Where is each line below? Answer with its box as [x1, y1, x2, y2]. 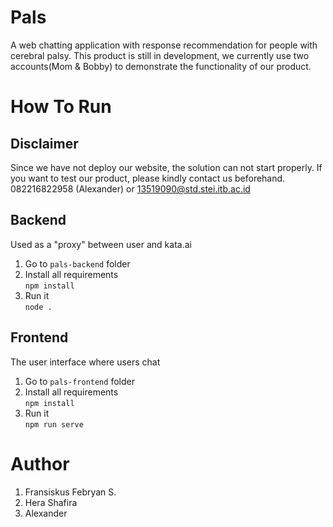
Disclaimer [10, 135, 79, 152]
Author [10, 452, 70, 475]
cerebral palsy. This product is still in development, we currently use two [10, 49, 310, 61]
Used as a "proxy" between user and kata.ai [10, 238, 192, 250]
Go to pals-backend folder [24, 257, 131, 270]
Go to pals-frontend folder [24, 375, 135, 387]
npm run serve [24, 419, 84, 430]
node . [24, 302, 53, 312]
